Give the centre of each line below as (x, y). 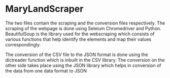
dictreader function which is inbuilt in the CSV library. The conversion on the (85, 60)
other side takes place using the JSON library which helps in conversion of (83, 65)
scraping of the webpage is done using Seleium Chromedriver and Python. (83, 28)
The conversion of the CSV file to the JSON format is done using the (77, 55)
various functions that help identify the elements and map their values (78, 39)
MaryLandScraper (44, 9)
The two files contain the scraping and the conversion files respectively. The (85, 23)
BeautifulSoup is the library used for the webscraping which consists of (80, 34)
